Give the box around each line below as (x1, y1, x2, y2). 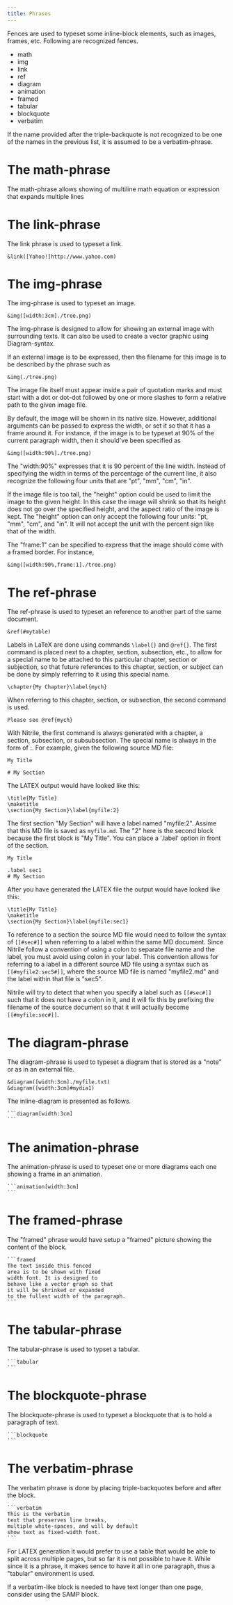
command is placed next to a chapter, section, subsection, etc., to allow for (7, 648, 223, 656)
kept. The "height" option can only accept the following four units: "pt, (7, 513, 209, 521)
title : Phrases (7, 10, 51, 17)
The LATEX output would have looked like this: (7, 782, 140, 790)
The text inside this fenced (7, 1263, 92, 1270)
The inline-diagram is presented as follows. (7, 1097, 131, 1106)
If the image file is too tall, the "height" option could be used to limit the (7, 490, 211, 499)
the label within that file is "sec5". (7, 975, 103, 983)
